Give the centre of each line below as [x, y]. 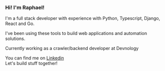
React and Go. [20, 23]
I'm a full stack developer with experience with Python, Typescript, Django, [83, 18]
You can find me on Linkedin [35, 58]
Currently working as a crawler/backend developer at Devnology [72, 48]
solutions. [15, 38]
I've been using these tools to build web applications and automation [76, 33]
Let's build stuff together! [31, 63]
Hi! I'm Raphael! [25, 7]
